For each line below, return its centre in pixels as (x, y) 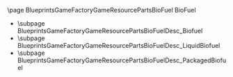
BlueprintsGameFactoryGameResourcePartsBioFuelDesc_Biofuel (110, 31)
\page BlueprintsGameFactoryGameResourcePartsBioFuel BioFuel (102, 10)
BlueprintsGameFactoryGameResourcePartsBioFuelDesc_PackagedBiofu (122, 60)
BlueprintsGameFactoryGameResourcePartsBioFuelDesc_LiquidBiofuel (119, 45)
